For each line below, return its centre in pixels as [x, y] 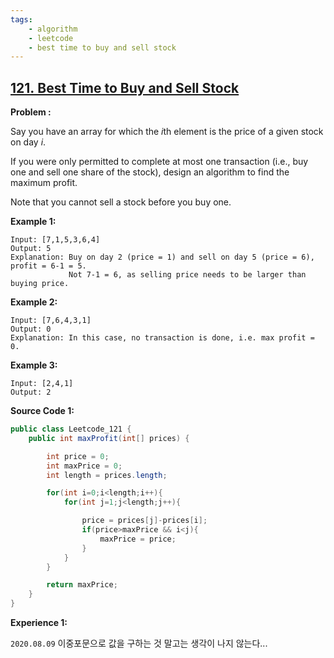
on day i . [28, 142]
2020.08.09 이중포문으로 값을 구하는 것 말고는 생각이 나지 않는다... [139, 643]
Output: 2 [31, 392]
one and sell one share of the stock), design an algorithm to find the [150, 172]
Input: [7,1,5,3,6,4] [55, 240]
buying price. [40, 284]
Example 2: [34, 302]
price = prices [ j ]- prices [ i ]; [144, 521]
